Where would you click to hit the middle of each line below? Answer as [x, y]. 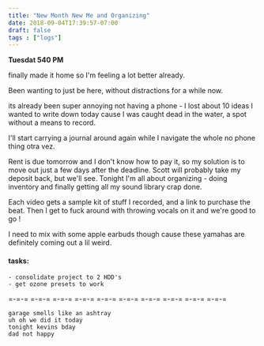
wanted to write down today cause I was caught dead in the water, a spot [128, 115]
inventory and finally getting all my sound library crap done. [105, 187]
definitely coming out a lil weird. [60, 243]
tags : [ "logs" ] [35, 38]
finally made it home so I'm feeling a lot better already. [97, 75]
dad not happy [32, 334]
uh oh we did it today [45, 321]
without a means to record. [52, 122]
